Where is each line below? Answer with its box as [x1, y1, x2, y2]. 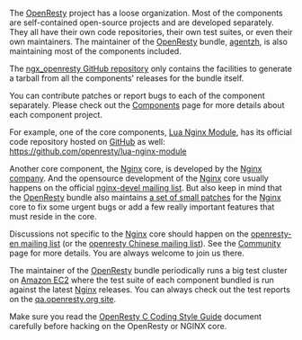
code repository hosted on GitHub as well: [9, 137, 165, 147]
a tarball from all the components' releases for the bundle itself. [9, 73, 244, 84]
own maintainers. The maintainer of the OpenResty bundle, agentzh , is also [9, 36, 288, 47]
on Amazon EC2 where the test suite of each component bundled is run [9, 274, 274, 285]
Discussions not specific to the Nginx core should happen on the [9, 228, 249, 239]
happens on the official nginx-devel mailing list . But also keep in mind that [9, 183, 282, 192]
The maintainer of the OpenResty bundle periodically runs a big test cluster [9, 265, 288, 275]
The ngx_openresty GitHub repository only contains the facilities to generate [9, 63, 292, 74]
